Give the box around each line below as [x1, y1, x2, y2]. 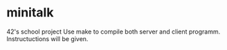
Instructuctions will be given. [6, 34, 89, 42]
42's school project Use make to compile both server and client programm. [6, 27, 221, 36]
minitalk [6, 5, 54, 21]
